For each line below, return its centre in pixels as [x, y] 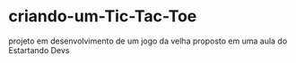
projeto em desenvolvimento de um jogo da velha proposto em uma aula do [148, 41]
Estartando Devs [39, 50]
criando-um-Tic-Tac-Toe [103, 16]
